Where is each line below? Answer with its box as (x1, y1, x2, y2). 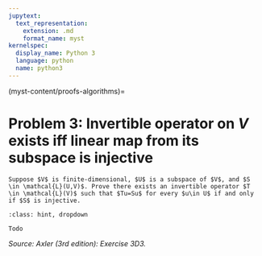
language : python (15, 57, 74, 65)
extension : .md (23, 27, 74, 35)
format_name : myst (23, 34, 85, 43)
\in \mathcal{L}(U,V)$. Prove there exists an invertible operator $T (8, 182, 251, 190)
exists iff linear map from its (8, 131, 199, 150)
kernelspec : (8, 42, 48, 50)
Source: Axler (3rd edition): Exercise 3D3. (8, 238, 147, 248)
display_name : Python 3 (15, 49, 95, 57)
